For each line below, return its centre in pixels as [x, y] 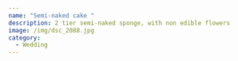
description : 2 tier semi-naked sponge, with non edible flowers [119, 23]
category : [25, 38]
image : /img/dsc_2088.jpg [51, 30]
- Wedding [32, 45]
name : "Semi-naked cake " [51, 15]
